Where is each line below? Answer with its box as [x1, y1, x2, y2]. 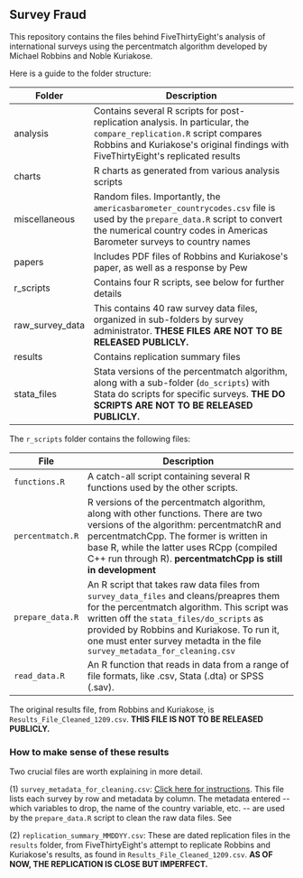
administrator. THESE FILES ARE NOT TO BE [93, 324, 283, 337]
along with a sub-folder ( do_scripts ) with [93, 376, 271, 389]
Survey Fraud [9, 7, 87, 23]
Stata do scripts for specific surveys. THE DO [93, 387, 286, 400]
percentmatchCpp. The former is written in [87, 530, 269, 542]
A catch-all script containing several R [87, 469, 251, 482]
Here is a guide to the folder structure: [9, 68, 151, 79]
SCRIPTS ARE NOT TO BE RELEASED [93, 399, 253, 411]
